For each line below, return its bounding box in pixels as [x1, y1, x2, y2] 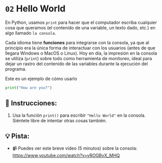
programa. [5, 66, 26, 72]
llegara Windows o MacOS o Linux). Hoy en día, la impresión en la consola [5, 50, 158, 56]
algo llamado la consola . [5, 30, 56, 36]
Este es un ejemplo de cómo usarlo [5, 76, 78, 81]
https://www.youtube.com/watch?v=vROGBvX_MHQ [12, 153, 120, 159]
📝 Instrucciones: [5, 99, 57, 107]
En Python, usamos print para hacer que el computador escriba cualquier [5, 19, 158, 25]
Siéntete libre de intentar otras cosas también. [12, 117, 107, 123]
